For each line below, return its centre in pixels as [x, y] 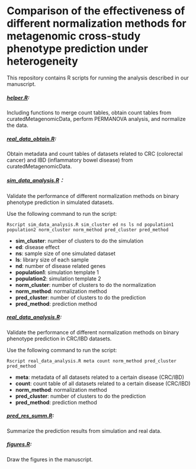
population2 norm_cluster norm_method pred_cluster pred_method [88, 229]
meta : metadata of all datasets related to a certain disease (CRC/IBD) [100, 377]
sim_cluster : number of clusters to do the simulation [79, 241]
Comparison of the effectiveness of [96, 11]
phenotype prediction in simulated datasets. [60, 202]
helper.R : [18, 98]
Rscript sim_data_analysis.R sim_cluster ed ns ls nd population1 [90, 224]
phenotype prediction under [78, 49]
